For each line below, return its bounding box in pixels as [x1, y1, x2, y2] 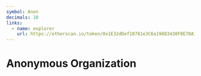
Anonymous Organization [6, 57, 136, 71]
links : [6, 20, 23, 26]
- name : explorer [11, 25, 55, 32]
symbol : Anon [6, 8, 39, 15]
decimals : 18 [6, 14, 39, 20]
